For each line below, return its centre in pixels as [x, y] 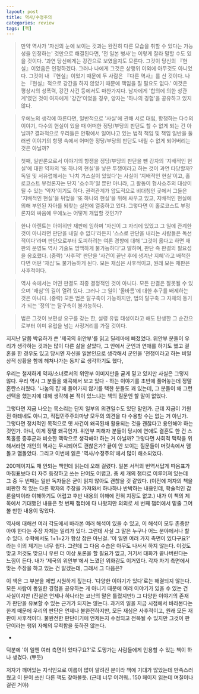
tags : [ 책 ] [19, 28]
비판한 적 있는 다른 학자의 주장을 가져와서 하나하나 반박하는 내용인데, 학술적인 [96, 488]
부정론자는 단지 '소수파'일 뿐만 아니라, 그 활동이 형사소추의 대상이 [116, 183]
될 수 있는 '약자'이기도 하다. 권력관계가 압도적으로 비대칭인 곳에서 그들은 [104, 191]
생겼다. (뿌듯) [28, 658]
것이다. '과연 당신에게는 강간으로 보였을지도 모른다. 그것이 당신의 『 [105, 61]
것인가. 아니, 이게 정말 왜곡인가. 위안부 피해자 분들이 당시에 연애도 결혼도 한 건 [96, 431]
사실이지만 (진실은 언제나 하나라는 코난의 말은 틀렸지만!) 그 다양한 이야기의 [92, 596]
